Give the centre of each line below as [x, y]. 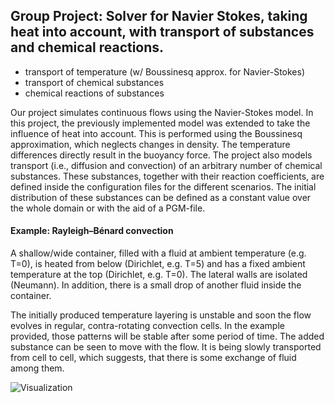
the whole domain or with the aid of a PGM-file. [108, 208]
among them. [37, 368]
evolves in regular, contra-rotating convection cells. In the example [147, 326]
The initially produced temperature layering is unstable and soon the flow [161, 315]
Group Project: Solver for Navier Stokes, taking [159, 16]
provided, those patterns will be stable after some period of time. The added [167, 336]
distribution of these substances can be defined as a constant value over [161, 197]
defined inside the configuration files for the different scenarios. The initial [163, 186]
